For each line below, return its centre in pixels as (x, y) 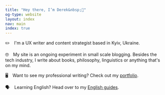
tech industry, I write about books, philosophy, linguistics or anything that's (83, 60)
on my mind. (18, 65)
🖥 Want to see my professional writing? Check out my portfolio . (72, 75)
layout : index (20, 19)
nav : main (16, 24)
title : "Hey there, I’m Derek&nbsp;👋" (46, 10)
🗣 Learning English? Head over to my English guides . (62, 87)
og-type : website (23, 14)
